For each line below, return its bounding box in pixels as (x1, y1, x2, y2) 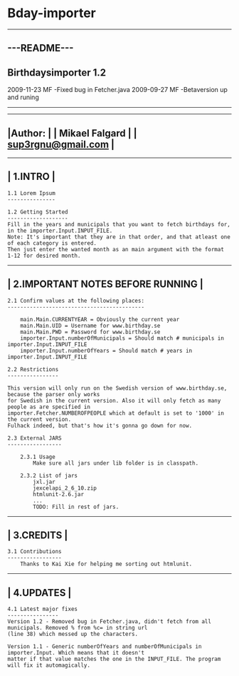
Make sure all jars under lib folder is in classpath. (33, 459, 199, 467)
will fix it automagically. (7, 662, 91, 669)
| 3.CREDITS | (7, 529, 68, 541)
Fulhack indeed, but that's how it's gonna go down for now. (7, 422, 193, 429)
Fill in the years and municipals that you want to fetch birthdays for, (7, 221, 231, 228)
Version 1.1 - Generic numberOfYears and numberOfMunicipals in (7, 643, 202, 650)
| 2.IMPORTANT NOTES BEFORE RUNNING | (7, 278, 204, 291)
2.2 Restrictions (7, 365, 59, 373)
